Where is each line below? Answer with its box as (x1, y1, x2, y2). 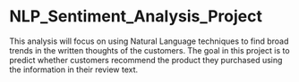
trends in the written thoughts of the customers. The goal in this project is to (9, 45, 290, 55)
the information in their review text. (9, 64, 139, 75)
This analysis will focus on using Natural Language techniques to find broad (9, 36, 289, 46)
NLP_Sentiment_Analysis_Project (9, 6, 262, 27)
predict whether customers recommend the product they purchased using (9, 54, 283, 65)
